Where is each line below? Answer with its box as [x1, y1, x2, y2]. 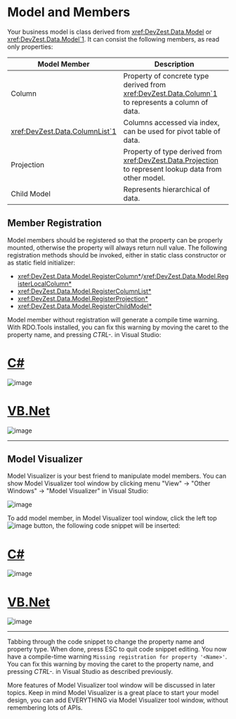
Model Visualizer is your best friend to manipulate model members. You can [7, 472, 227, 481]
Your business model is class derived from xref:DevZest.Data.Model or [7, 27, 212, 36]
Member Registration [7, 217, 102, 229]
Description [154, 59, 195, 69]
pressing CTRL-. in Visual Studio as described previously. [7, 668, 173, 676]
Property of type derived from [123, 146, 223, 156]
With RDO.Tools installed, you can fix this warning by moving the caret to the [7, 323, 229, 331]
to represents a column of [123, 97, 209, 107]
